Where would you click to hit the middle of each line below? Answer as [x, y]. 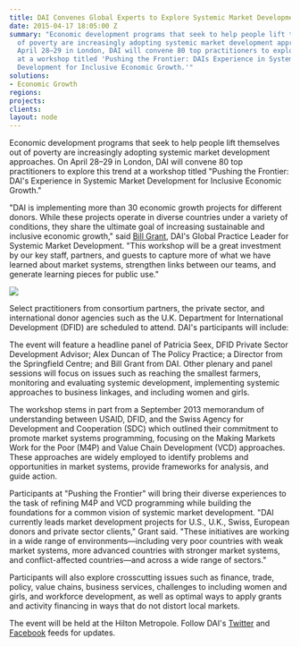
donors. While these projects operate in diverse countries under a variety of [149, 217]
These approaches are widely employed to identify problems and [129, 457]
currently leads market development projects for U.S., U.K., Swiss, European [150, 522]
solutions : [29, 76]
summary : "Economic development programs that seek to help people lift [147, 34]
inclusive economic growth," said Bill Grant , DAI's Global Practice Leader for [149, 236]
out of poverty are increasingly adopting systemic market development [140, 152]
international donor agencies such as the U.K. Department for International [146, 318]
